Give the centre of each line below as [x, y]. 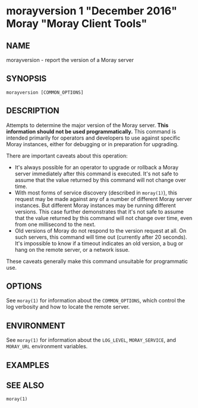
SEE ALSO [25, 386]
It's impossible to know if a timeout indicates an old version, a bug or [99, 243]
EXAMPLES [28, 365]
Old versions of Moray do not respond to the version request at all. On [100, 230]
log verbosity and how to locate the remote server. [68, 307]
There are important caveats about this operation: [67, 156]
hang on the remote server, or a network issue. [72, 249]
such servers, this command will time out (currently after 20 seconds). [101, 237]
